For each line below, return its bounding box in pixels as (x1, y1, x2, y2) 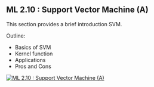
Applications (14, 56, 46, 63)
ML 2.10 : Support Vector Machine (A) (6, 5, 149, 15)
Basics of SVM (14, 44, 51, 51)
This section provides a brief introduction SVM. (6, 20, 122, 27)
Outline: (6, 32, 26, 39)
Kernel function (14, 50, 53, 57)
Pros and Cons (14, 63, 52, 70)
